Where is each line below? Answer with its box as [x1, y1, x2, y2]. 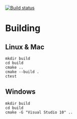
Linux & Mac [5, 43, 45, 51]
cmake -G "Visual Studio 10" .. [5, 109, 73, 115]
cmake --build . [5, 69, 39, 74]
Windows [5, 88, 36, 96]
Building [5, 23, 41, 34]
